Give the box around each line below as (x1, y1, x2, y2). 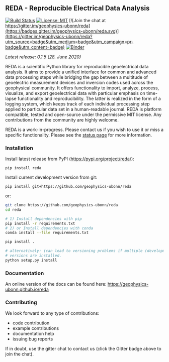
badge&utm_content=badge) (5, 44, 65, 50)
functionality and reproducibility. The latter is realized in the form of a (17, 95, 161, 101)
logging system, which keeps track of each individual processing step (5, 100, 150, 107)
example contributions (12, 325, 59, 331)
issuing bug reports (12, 336, 53, 342)
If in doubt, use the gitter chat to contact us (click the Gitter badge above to (5, 346, 162, 352)
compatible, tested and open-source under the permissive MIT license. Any (5, 111, 162, 117)
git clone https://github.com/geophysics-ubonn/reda (5, 203, 118, 208)
